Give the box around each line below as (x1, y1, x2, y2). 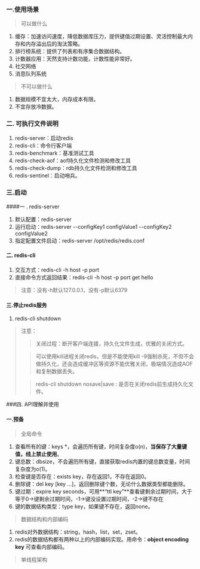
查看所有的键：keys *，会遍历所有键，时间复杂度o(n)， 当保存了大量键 (14, 443, 187, 450)
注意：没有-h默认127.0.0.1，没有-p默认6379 (20, 286, 128, 294)
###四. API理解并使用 (6, 401, 59, 408)
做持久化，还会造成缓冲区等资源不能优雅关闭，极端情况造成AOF (35, 361, 193, 368)
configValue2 (14, 229, 48, 237)
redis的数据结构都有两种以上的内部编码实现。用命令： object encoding (14, 535, 189, 543)
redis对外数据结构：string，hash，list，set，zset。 (14, 528, 141, 535)
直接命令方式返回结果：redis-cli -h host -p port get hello (14, 274, 153, 281)
